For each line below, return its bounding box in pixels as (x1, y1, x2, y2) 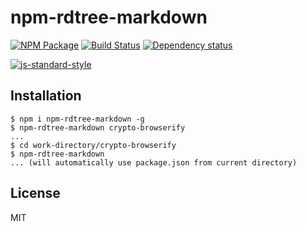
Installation (10, 87, 82, 105)
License (10, 185, 61, 202)
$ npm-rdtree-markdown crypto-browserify (10, 122, 186, 133)
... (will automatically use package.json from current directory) (10, 157, 298, 168)
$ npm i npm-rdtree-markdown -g (10, 114, 145, 124)
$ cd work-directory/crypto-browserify (10, 140, 177, 150)
